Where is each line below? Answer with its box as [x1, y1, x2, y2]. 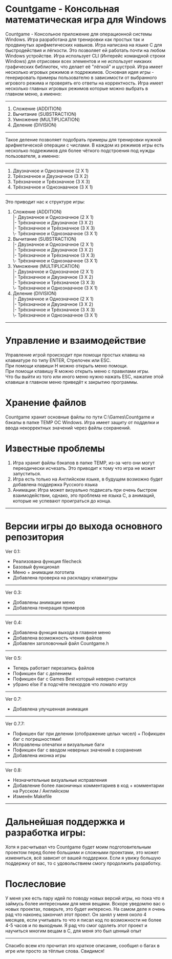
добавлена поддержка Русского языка [12, 481, 98, 487]
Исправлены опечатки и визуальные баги [12, 741, 104, 747]
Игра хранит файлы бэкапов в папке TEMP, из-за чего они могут [12, 460, 155, 466]
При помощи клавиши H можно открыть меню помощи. [5, 362, 128, 369]
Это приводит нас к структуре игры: [5, 198, 85, 205]
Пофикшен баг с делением [12, 670, 72, 676]
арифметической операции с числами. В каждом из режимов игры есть [5, 142, 164, 148]
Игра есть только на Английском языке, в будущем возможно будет [12, 476, 163, 482]
